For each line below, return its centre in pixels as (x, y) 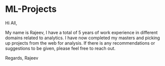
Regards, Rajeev (22, 58)
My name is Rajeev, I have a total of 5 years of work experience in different (82, 32)
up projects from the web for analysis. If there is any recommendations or (80, 43)
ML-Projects (31, 9)
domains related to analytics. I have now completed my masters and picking (82, 38)
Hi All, (11, 23)
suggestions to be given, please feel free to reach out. (60, 48)
